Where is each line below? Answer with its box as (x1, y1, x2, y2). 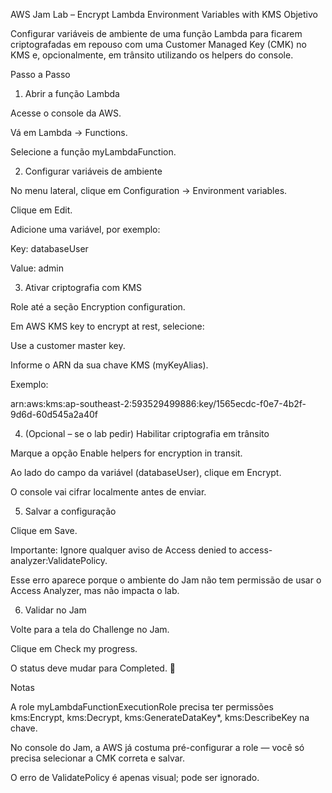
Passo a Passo (10, 69, 71, 80)
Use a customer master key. (10, 340, 126, 351)
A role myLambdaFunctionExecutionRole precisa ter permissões (10, 701, 274, 713)
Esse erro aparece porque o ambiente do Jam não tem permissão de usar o (10, 574, 322, 586)
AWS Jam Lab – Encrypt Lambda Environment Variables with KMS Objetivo (10, 9, 318, 20)
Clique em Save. (10, 525, 78, 536)
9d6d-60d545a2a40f (10, 409, 99, 420)
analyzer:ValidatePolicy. (10, 555, 108, 566)
